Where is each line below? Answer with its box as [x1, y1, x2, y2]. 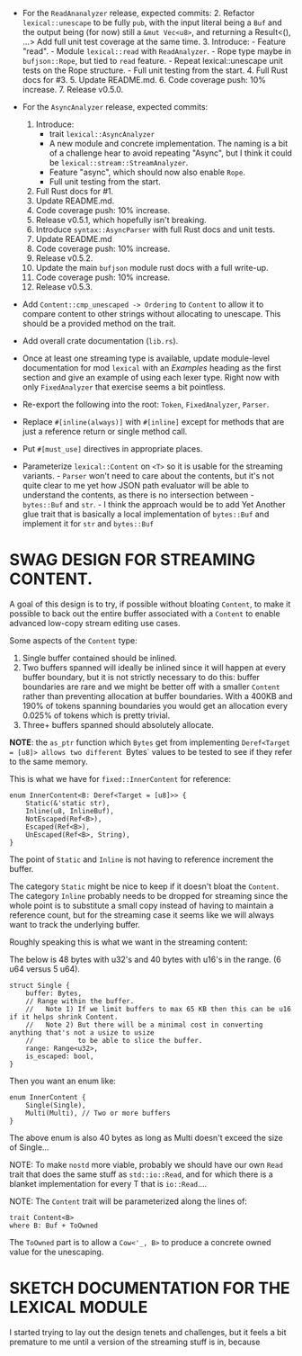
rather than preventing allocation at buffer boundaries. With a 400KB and [22, 690, 293, 701]
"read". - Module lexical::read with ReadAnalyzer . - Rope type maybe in [22, 46, 292, 57]
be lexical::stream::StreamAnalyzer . [49, 157, 189, 167]
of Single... [9, 1142, 49, 1153]
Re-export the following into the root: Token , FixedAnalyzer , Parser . [22, 400, 270, 409]
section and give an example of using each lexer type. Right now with [22, 373, 280, 382]
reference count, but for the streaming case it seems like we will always [9, 909, 274, 920]
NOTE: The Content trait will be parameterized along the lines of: [9, 1196, 247, 1207]
